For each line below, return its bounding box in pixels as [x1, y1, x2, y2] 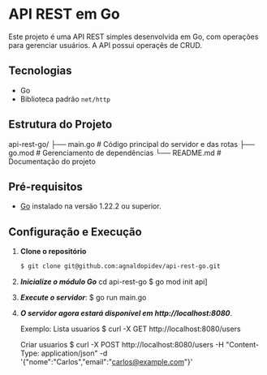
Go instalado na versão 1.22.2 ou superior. [19, 201, 161, 211]
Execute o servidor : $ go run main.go [19, 293, 147, 303]
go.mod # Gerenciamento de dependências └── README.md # [8, 148, 222, 157]
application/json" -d [41, 348, 108, 358]
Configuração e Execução [8, 225, 142, 239]
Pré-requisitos [8, 179, 84, 193]
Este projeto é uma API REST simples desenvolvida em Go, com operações [8, 32, 259, 41]
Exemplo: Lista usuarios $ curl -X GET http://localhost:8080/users [19, 324, 241, 334]
